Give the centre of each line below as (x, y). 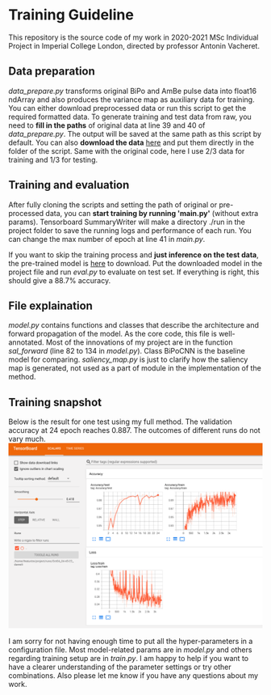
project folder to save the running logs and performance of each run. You (130, 230)
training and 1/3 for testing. (53, 159)
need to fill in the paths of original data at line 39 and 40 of (107, 125)
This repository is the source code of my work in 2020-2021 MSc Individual (133, 37)
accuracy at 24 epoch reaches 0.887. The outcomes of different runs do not (134, 430)
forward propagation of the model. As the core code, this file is (113, 334)
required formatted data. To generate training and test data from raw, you (130, 117)
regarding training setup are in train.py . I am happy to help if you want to (128, 658)
